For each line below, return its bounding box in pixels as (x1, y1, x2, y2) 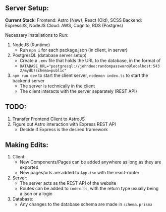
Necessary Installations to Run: (5, 32, 68, 38)
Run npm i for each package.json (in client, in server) (19, 47, 128, 53)
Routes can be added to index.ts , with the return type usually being (19, 186, 159, 192)
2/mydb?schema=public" (19, 68, 67, 73)
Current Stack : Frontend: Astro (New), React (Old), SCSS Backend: (5, 17, 142, 23)
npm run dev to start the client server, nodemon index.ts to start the (12, 72, 149, 78)
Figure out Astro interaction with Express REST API (12, 121, 116, 127)
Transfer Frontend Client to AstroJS (12, 116, 85, 122)
